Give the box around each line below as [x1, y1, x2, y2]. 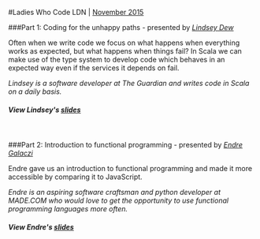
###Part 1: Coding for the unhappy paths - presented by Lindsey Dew [8, 23, 234, 32]
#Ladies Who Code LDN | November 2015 [8, 8, 144, 17]
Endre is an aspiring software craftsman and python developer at [8, 187, 221, 196]
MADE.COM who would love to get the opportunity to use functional [8, 196, 229, 205]
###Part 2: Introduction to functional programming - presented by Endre [8, 140, 243, 149]
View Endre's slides [8, 222, 75, 232]
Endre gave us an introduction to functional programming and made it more [8, 163, 253, 173]
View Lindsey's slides [8, 105, 81, 114]
